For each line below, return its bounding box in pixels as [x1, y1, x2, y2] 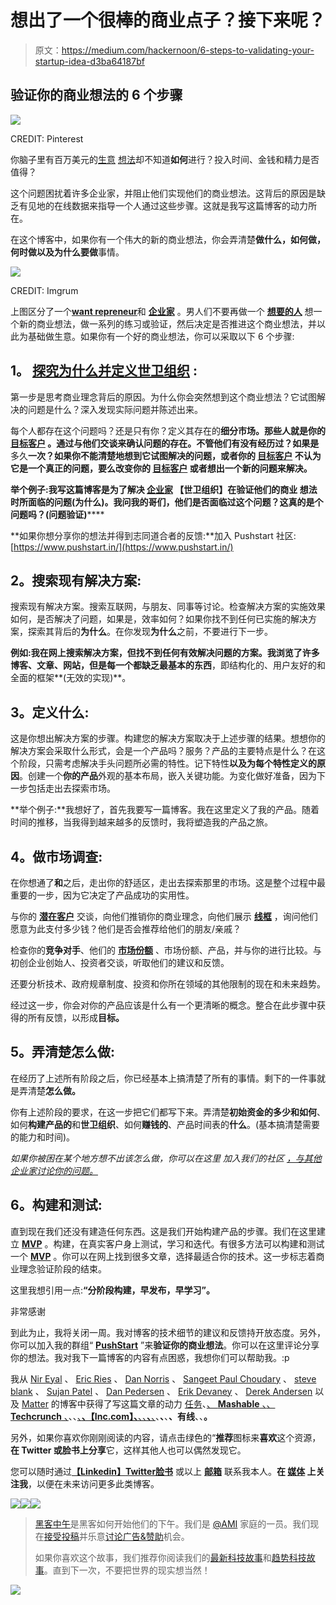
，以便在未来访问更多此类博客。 [28, 1477, 160, 1490]
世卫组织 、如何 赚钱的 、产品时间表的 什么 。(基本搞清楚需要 [80, 1118, 321, 1130]
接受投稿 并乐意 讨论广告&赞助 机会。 [43, 1530, 190, 1542]
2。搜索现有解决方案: [10, 572, 142, 589]
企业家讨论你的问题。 [10, 1164, 98, 1176]
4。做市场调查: [10, 848, 103, 865]
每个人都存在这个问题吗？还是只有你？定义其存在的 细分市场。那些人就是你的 [10, 424, 326, 436]
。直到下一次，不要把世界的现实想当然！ [43, 1564, 211, 1576]
